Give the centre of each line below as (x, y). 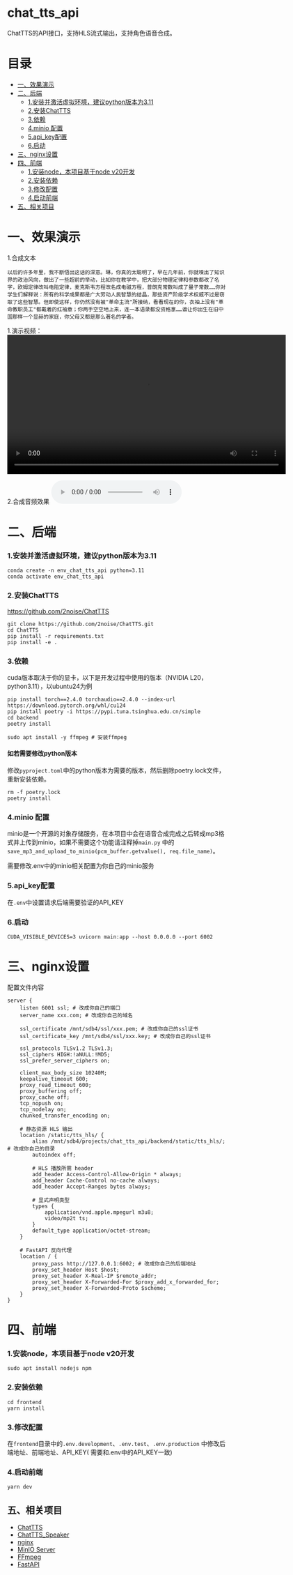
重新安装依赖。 (29, 779)
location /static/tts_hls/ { (62, 1135)
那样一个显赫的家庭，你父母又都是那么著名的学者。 (74, 317)
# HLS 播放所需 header (63, 1168)
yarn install (26, 1408)
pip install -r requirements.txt (56, 636)
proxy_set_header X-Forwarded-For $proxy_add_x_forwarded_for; (126, 1282)
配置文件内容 (25, 987)
